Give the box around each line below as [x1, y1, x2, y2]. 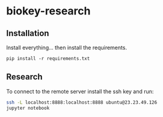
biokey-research [6, 4, 91, 18]
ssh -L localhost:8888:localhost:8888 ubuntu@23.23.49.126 [6, 99, 158, 106]
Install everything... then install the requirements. [6, 44, 128, 51]
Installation [6, 28, 49, 38]
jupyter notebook [6, 105, 50, 111]
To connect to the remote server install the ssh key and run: [6, 88, 154, 95]
